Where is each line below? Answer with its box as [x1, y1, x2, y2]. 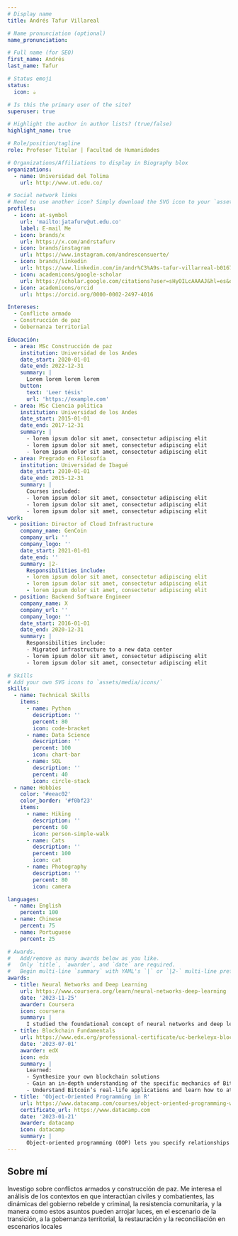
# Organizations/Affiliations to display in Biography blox [7, 159, 189, 167]
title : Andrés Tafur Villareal [7, 17, 100, 24]
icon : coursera [20, 1008, 65, 1015]
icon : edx [20, 1054, 50, 1061]
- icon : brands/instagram [13, 245, 91, 252]
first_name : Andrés [7, 56, 65, 63]
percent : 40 [33, 771, 69, 778]
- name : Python [25, 705, 72, 712]
